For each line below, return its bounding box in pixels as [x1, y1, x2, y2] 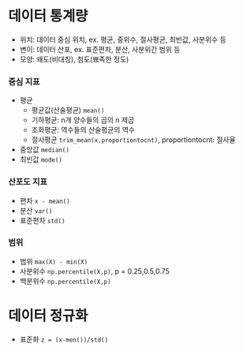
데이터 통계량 [8, 7, 88, 25]
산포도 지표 [8, 177, 48, 188]
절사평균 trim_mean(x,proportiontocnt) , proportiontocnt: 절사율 [31, 135, 236, 144]
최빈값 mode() [19, 155, 63, 164]
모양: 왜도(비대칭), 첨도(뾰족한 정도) [19, 54, 129, 64]
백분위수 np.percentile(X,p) [19, 276, 112, 286]
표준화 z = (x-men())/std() [19, 334, 109, 344]
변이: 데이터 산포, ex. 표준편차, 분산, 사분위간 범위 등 [19, 44, 181, 54]
